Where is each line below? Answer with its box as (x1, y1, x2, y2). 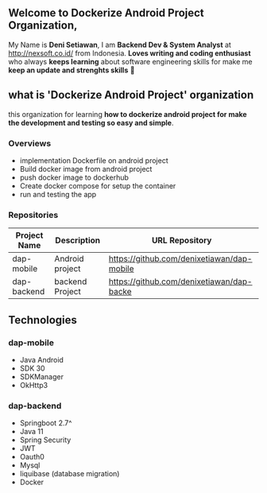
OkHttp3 (19, 380, 48, 390)
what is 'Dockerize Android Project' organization (8, 88, 254, 102)
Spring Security (19, 435, 72, 444)
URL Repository (151, 235, 212, 246)
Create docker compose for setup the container (19, 181, 176, 190)
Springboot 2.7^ (19, 418, 72, 428)
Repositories (8, 209, 59, 220)
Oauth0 (19, 452, 45, 462)
